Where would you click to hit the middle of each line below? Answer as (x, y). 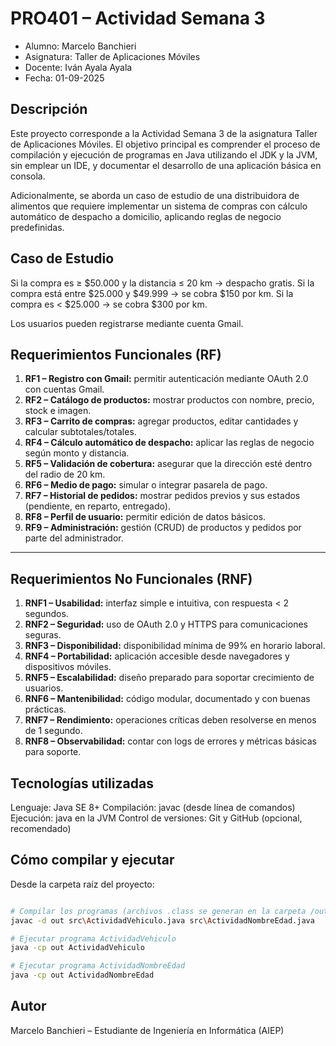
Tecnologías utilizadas (82, 783)
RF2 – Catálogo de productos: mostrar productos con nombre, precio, (169, 400)
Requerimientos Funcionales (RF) (116, 354)
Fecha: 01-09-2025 (64, 78)
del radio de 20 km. (65, 474)
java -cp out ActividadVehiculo (77, 948)
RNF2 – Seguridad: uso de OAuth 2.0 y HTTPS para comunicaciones (166, 624)
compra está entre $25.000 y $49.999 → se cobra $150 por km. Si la (152, 293)
